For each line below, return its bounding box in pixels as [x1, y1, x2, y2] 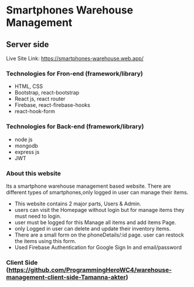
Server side [6, 39, 49, 49]
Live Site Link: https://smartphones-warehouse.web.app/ [6, 55, 144, 62]
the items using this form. [14, 237, 76, 244]
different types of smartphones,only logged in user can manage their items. [6, 188, 189, 195]
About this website [6, 169, 62, 177]
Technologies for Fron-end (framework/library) [6, 69, 144, 77]
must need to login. [14, 212, 62, 220]
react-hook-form [14, 108, 56, 115]
